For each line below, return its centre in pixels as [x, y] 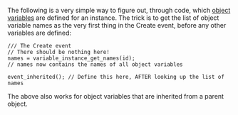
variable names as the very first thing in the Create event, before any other [117, 25]
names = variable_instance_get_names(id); [71, 58]
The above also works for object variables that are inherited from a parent [116, 96]
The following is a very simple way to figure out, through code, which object [119, 10]
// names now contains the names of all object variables [95, 65]
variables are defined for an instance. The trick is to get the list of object [113, 18]
